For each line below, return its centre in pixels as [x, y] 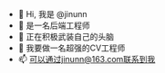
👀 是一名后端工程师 [54, 25]
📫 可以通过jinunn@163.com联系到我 [87, 59]
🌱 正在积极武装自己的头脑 [66, 36]
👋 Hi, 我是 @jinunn [53, 14]
